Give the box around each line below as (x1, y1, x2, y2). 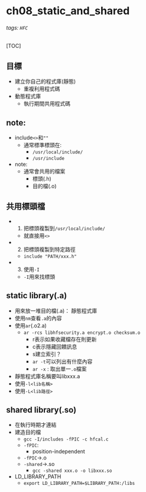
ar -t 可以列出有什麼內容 (32, 358, 93, 365)
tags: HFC (6, 24, 28, 31)
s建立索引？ (32, 350, 61, 358)
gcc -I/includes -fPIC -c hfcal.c (23, 436, 109, 442)
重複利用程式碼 (23, 85, 60, 92)
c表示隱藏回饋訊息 (32, 343, 77, 350)
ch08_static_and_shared (6, 4, 130, 18)
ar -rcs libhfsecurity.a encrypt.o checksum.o (23, 330, 141, 336)
